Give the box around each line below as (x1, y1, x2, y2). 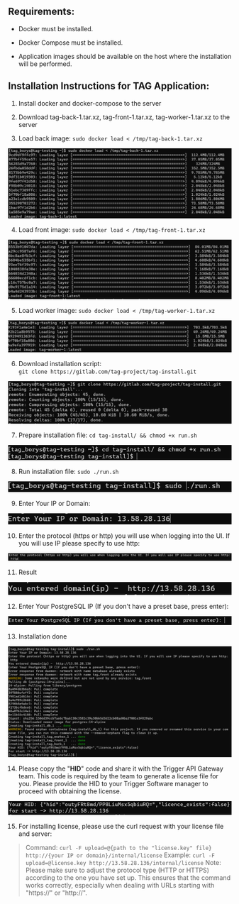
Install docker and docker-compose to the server (18, 99, 162, 107)
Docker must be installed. (18, 24, 94, 33)
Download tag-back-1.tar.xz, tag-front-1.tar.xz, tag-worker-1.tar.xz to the (18, 113, 230, 121)
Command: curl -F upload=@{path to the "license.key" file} (25, 843, 212, 851)
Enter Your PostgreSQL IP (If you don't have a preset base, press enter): (18, 602, 229, 610)
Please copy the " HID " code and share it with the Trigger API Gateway (18, 764, 224, 773)
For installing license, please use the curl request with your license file (18, 822, 224, 830)
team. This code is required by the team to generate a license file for (18, 772, 219, 781)
